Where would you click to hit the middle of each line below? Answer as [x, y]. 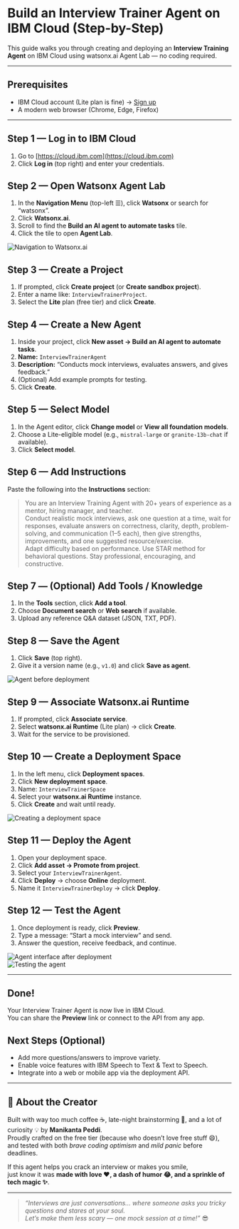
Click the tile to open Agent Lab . [65, 233]
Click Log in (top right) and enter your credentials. [91, 163]
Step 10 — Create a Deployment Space [94, 757]
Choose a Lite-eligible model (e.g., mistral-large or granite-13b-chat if [123, 434]
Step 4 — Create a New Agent [74, 324]
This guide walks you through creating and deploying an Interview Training [118, 48]
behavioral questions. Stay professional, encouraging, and [110, 556]
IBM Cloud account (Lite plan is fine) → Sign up [87, 102]
